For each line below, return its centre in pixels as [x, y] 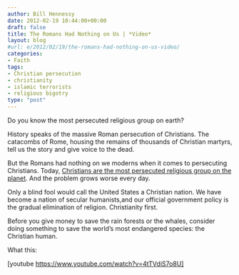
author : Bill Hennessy [41, 14]
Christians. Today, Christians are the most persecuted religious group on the [119, 171]
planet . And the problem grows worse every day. [79, 178]
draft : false [27, 27]
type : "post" [27, 100]
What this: [22, 250]
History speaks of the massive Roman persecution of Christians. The [108, 134]
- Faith [19, 61]
